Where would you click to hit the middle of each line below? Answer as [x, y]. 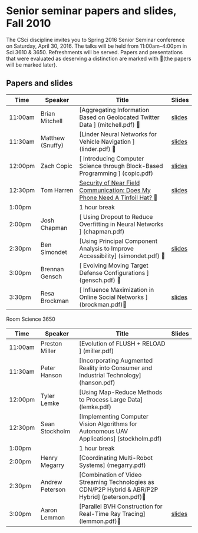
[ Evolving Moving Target [114, 265]
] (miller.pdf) [96, 351]
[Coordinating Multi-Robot [116, 458]
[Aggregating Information [114, 110]
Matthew [53, 138]
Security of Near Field [110, 183]
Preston [51, 343]
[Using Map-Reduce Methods [121, 392]
